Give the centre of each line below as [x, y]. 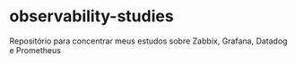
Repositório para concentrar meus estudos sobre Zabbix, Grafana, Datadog [148, 41]
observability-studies [91, 16]
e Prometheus [35, 50]
